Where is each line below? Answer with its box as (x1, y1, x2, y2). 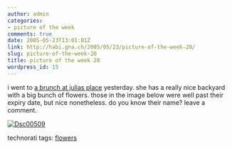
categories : (7, 17, 43, 24)
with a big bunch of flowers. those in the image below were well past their (7, 91, 224, 99)
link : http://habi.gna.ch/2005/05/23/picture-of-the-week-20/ (7, 43, 196, 51)
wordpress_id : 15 (7, 63, 59, 71)
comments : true (7, 30, 53, 38)
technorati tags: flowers (7, 133, 77, 142)
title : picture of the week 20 (7, 57, 100, 64)
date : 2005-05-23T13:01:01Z (7, 37, 91, 44)
